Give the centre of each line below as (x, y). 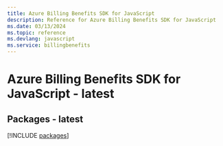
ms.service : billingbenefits (49, 45)
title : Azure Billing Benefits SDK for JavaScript (81, 13)
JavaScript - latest (61, 94)
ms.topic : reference (37, 33)
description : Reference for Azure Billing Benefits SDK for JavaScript (111, 20)
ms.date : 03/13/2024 (37, 26)
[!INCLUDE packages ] (38, 135)
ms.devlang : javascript (41, 39)
